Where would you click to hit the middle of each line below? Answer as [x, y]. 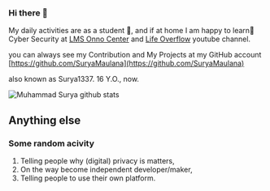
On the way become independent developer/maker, [106, 169]
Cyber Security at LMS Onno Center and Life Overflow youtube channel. [129, 39]
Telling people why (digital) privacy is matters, [97, 160]
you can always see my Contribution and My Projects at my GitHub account [135, 55]
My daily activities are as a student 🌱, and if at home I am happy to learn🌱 [131, 31]
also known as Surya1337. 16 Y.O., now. [74, 79]
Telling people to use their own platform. [88, 178]
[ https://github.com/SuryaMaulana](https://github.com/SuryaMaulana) [126, 63]
